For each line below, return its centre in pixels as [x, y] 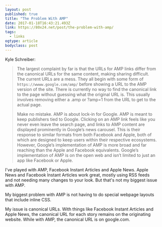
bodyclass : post [21, 45]
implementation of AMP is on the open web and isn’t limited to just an [86, 155]
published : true [21, 14]
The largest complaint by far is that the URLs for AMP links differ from [86, 69]
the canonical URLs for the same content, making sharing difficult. [83, 74]
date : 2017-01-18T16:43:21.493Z [38, 23]
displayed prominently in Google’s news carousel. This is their [79, 129]
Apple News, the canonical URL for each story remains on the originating [78, 214]
